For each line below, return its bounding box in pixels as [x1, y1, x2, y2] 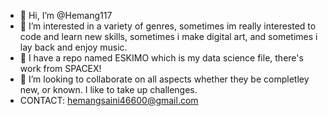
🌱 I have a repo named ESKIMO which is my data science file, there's [19, 52, 304, 64]
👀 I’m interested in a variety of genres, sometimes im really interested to [19, 20, 317, 32]
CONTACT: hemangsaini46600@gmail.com [19, 95, 199, 106]
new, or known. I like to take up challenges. [19, 84, 198, 95]
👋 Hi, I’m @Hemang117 [19, 10, 113, 21]
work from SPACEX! [19, 63, 102, 74]
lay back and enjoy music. [19, 41, 128, 53]
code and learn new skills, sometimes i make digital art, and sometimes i [19, 31, 318, 42]
